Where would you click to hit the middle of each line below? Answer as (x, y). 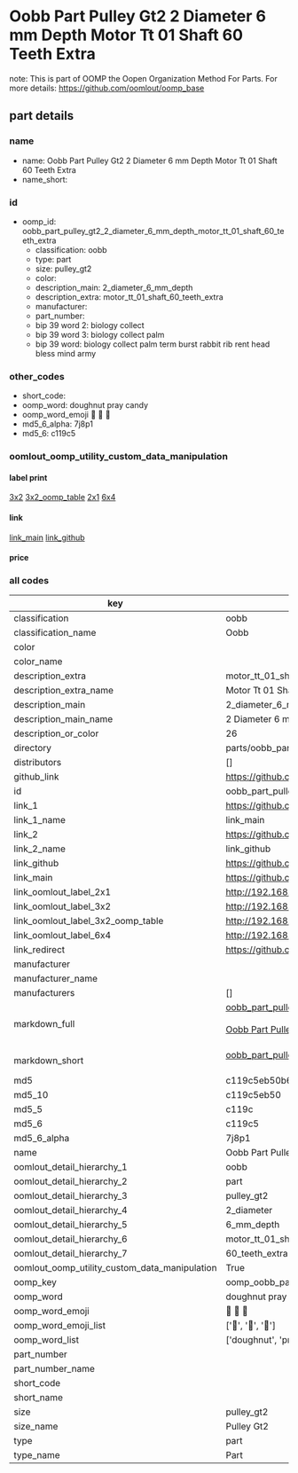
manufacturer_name (56, 979)
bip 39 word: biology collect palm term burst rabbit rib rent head (153, 344)
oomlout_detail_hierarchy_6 (71, 1239)
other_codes (37, 376)
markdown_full (44, 1024)
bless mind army (66, 353)
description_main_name (63, 719)
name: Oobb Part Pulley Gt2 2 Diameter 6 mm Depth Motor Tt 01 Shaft (149, 161)
